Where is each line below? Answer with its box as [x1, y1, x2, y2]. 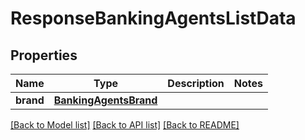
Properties [10, 47, 78, 64]
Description [167, 77, 225, 90]
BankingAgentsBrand [53, 93, 158, 107]
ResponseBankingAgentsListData [10, 7, 297, 30]
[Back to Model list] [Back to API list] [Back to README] [10, 119, 240, 131]
